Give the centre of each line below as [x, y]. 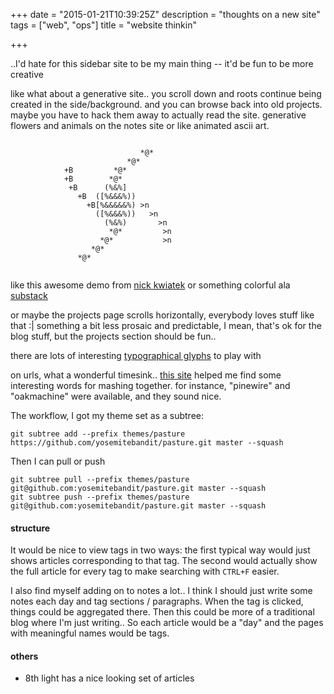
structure [30, 528]
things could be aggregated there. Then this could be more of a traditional [162, 612]
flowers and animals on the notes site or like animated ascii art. [140, 125]
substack [29, 295]
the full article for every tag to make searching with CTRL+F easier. [145, 571]
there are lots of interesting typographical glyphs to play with [136, 355]
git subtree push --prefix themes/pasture [100, 497]
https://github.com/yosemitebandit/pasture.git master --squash [147, 443]
